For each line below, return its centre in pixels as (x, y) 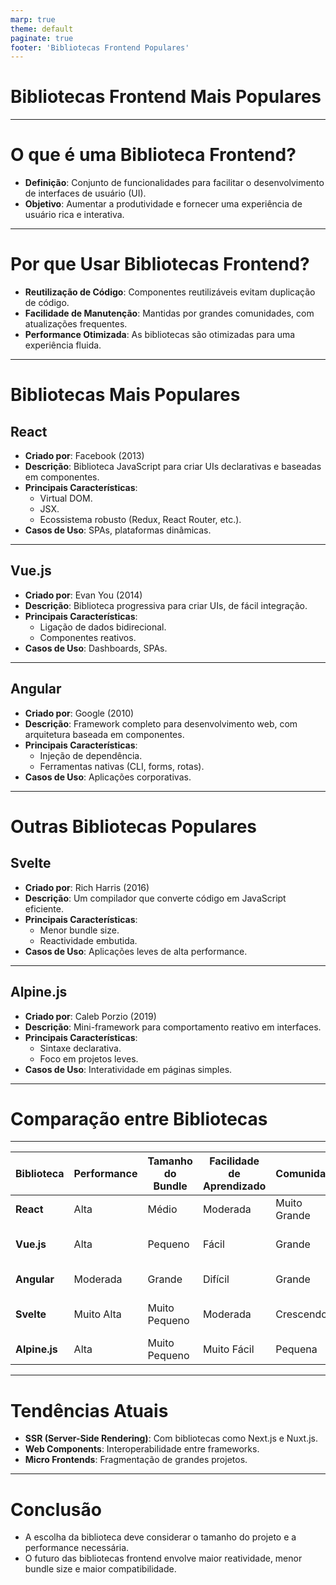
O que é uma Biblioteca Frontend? (153, 155)
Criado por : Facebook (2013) (84, 456)
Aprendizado (234, 1186)
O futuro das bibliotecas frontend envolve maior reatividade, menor (163, 1558)
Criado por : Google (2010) (79, 713)
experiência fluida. (63, 345)
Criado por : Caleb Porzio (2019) (90, 1016)
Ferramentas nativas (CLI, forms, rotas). (122, 766)
